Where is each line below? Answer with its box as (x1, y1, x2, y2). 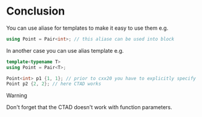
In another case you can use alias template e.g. (6, 47, 124, 54)
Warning (6, 92, 27, 99)
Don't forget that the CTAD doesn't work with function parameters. (6, 104, 172, 111)
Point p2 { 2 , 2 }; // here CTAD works (6, 81, 102, 87)
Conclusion (6, 4, 65, 18)
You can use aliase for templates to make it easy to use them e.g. (6, 24, 169, 32)
